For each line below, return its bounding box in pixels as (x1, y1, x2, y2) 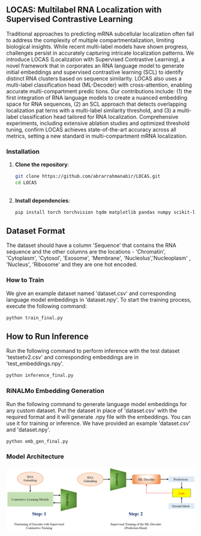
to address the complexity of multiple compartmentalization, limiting (6, 36, 175, 44)
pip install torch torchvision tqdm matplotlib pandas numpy (14, 209, 172, 215)
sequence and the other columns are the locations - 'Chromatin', (6, 248, 166, 255)
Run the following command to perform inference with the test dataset (6, 347, 180, 355)
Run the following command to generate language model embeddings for (6, 400, 187, 407)
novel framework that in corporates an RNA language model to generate (6, 62, 184, 69)
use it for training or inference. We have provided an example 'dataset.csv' (6, 419, 191, 427)
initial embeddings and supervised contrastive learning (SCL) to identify (6, 69, 184, 76)
